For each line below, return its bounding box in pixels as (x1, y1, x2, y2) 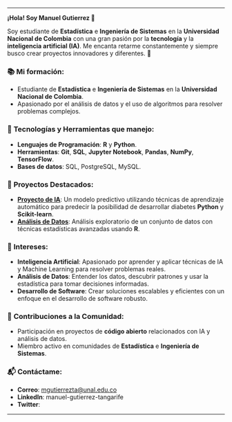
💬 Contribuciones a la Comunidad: (7, 312, 124, 322)
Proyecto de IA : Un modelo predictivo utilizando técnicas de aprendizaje (17, 195, 224, 203)
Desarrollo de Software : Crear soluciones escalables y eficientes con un (17, 287, 225, 295)
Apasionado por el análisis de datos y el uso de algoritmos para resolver (17, 100, 223, 108)
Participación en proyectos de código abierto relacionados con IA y (17, 327, 211, 336)
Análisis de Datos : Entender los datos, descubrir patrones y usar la (17, 273, 209, 281)
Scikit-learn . (17, 210, 54, 218)
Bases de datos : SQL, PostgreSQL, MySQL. (17, 162, 142, 170)
